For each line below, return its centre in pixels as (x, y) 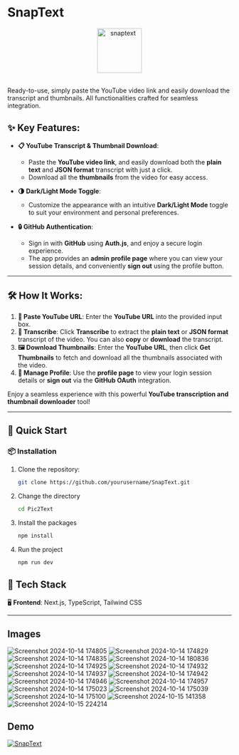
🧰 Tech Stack (37, 585)
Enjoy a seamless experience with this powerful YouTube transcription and (118, 394)
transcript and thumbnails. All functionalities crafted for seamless (103, 98)
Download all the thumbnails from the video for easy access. (118, 177)
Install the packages (47, 523)
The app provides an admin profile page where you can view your (126, 258)
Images (24, 634)
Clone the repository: (49, 469)
